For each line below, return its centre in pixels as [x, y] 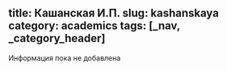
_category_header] [57, 38]
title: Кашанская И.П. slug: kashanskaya [114, 13]
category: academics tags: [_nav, [94, 26]
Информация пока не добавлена [65, 58]
